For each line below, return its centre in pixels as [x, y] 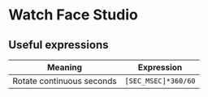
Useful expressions [58, 45]
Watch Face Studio [73, 15]
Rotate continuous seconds [65, 81]
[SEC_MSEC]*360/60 [160, 81]
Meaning [65, 67]
